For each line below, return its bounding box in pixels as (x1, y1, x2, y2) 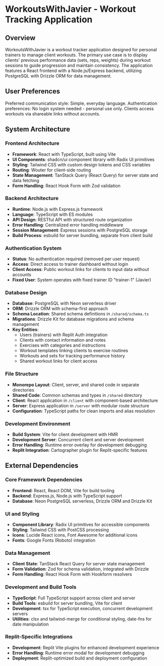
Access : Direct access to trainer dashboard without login (12, 261, 129, 267)
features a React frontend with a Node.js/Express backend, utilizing (5, 68, 142, 74)
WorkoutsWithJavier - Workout (5, 3, 136, 15)
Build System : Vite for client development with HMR (12, 431, 118, 437)
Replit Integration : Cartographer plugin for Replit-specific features (12, 447, 148, 453)
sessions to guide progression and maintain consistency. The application (5, 63, 153, 68)
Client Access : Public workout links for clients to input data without (12, 267, 149, 273)
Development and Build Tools (5, 584, 77, 590)
